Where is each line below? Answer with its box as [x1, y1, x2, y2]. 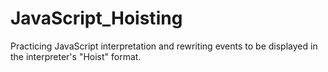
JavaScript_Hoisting [10, 7, 183, 30]
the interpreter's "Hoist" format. [10, 50, 142, 62]
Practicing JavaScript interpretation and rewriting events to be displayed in [10, 40, 318, 52]
